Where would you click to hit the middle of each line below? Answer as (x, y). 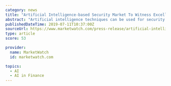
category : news (21, 10)
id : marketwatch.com (32, 57)
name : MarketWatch (30, 52)
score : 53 (16, 39)
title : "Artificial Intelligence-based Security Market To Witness (78, 15)
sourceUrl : (17, 29)
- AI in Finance (27, 76)
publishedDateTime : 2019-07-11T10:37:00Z (50, 24)
